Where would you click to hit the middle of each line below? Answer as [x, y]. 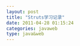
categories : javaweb [32, 28]
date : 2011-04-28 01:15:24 [40, 23]
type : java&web [25, 34]
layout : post [23, 12]
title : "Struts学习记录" [35, 17]
